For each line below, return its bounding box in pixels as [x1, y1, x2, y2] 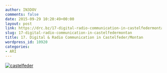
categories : [5, 44, 30, 49]
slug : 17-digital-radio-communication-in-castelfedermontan [5, 30, 133, 35]
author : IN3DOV [5, 7, 37, 12]
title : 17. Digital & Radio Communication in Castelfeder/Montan [5, 35, 143, 40]
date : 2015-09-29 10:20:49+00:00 [5, 16, 75, 21]
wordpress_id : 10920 [5, 40, 48, 45]
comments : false [5, 12, 39, 17]
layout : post [5, 21, 32, 26]
